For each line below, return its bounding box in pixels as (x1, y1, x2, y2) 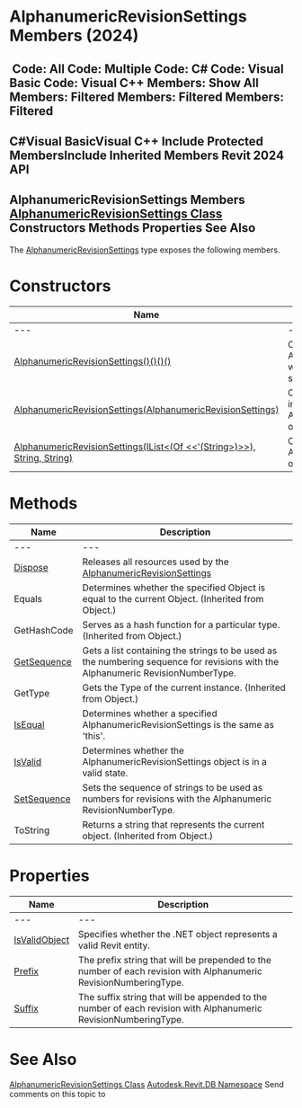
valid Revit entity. (77, 939, 151, 952)
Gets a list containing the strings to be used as (82, 644, 278, 657)
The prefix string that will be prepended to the (77, 953, 272, 966)
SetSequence (13, 793, 71, 805)
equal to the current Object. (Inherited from (82, 592, 264, 605)
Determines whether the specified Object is (82, 581, 266, 594)
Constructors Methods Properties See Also (9, 220, 256, 235)
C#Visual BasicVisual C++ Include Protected (9, 133, 263, 149)
